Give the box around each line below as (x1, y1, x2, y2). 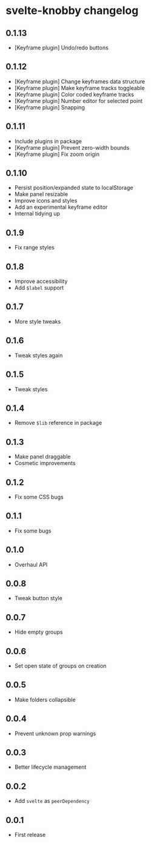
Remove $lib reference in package (14, 419, 102, 427)
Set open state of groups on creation (14, 662, 107, 670)
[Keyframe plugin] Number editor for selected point (14, 97, 143, 104)
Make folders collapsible (14, 696, 76, 703)
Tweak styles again (14, 351, 63, 359)
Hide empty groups (14, 628, 63, 636)
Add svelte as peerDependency (14, 797, 90, 805)
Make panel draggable (14, 453, 71, 460)
